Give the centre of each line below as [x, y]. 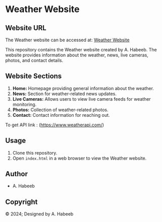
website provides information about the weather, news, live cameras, [77, 55]
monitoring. [24, 104]
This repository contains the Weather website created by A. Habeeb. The [81, 50]
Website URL [26, 28]
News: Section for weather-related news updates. [65, 94]
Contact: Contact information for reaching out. [61, 115]
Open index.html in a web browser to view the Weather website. [79, 158]
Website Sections [34, 76]
